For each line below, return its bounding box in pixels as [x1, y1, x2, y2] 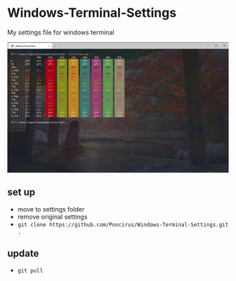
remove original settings [17, 212, 88, 221]
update [7, 247, 39, 259]
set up [7, 186, 36, 198]
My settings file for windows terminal [7, 28, 114, 36]
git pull [17, 268, 44, 275]
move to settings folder [17, 205, 85, 213]
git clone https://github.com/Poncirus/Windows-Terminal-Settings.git [17, 221, 229, 228]
